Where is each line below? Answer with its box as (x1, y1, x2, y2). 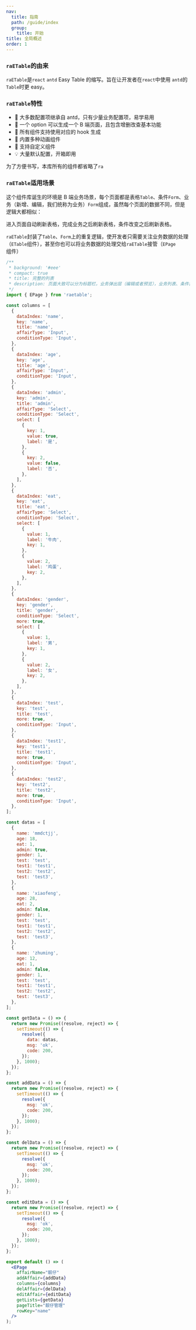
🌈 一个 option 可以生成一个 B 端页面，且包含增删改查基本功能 (14, 121, 162, 128)
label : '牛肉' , (27, 536, 62, 542)
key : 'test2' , (16, 781, 51, 788)
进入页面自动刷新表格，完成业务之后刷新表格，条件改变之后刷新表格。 (6, 220, 175, 227)
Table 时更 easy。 (6, 83, 48, 91)
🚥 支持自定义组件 (14, 143, 55, 150)
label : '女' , (27, 667, 58, 673)
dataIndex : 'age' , (16, 351, 61, 357)
